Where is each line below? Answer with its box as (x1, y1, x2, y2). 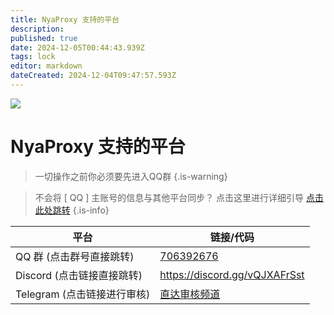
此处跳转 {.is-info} (34, 204, 110, 216)
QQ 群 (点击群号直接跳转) (15, 249, 135, 263)
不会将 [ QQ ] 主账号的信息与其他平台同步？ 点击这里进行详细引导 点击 (34, 191, 325, 203)
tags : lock (10, 52, 56, 62)
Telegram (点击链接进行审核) (15, 287, 151, 301)
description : (10, 24, 65, 34)
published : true (10, 33, 78, 43)
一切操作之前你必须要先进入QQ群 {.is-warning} (34, 170, 228, 182)
